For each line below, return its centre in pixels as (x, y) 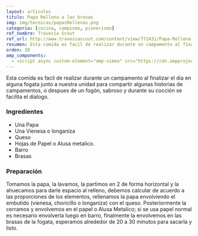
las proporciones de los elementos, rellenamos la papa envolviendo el (91, 197)
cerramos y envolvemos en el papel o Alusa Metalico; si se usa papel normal (99, 209)
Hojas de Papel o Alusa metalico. (55, 143)
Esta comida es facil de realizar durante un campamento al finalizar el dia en (99, 78)
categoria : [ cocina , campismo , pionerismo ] (60, 28)
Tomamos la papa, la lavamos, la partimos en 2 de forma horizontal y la (93, 184)
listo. (12, 228)
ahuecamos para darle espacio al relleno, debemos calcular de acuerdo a (95, 191)
